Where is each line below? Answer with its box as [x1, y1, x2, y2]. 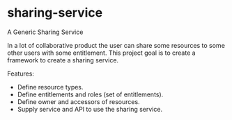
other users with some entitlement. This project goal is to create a [7, 49, 196, 57]
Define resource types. [17, 83, 84, 91]
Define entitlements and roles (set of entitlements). [17, 90, 164, 98]
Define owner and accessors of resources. [17, 97, 141, 105]
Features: [7, 69, 35, 78]
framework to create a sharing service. [7, 55, 119, 64]
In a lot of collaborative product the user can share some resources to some [7, 41, 225, 49]
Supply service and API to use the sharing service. [17, 105, 162, 113]
